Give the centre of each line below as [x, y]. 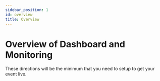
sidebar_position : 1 [27, 10]
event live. [16, 74]
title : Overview [22, 19]
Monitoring [29, 55]
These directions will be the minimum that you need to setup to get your [80, 69]
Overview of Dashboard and [65, 44]
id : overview [19, 15]
